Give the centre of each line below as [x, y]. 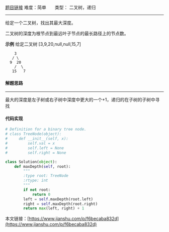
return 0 [41, 194]
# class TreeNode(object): [33, 134]
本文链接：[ [17, 219]
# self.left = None [35, 148]
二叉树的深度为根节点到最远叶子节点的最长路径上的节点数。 [67, 33]
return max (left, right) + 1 [54, 208]
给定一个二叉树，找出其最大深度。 [40, 23]
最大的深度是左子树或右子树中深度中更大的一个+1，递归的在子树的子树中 [80, 100]
